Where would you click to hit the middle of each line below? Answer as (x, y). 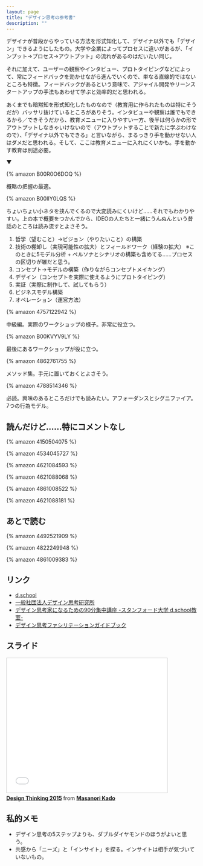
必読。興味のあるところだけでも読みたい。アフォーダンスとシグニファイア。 (101, 398)
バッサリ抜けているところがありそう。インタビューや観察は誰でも (104, 112)
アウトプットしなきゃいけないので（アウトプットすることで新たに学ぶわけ (99, 127)
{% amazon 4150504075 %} (41, 442)
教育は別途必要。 (33, 150)
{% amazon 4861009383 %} (42, 559)
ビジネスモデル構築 (39, 292)
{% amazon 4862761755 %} (41, 361)
